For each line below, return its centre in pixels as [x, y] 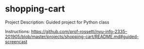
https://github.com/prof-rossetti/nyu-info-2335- [79, 31]
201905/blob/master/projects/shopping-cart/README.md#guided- [72, 37]
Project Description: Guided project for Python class [57, 22]
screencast [16, 41]
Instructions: [18, 31]
